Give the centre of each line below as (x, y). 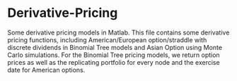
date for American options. (46, 70)
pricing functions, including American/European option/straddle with (107, 39)
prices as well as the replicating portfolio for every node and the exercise (114, 62)
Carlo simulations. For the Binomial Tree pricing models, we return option (114, 55)
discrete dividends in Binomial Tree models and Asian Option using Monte (115, 47)
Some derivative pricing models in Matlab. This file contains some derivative (118, 32)
